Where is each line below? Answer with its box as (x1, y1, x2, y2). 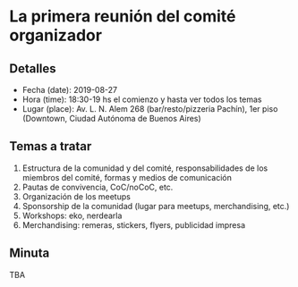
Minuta (9, 246, 50, 261)
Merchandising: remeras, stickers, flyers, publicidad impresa (21, 219, 246, 230)
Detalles (9, 61, 56, 76)
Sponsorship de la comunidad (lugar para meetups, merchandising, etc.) (21, 200, 290, 211)
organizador (9, 25, 103, 46)
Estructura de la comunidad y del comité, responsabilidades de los (21, 163, 268, 173)
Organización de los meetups (21, 190, 132, 202)
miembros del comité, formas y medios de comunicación (21, 172, 233, 182)
